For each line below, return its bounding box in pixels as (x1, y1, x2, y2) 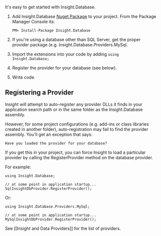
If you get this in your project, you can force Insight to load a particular (5, 149, 146, 155)
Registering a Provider (5, 89, 74, 97)
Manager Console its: (12, 19, 55, 24)
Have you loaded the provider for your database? (5, 141, 108, 145)
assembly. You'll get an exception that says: (5, 131, 93, 137)
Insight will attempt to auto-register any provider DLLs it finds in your (5, 101, 143, 107)
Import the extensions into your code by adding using (12, 51, 119, 57)
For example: (5, 164, 32, 170)
